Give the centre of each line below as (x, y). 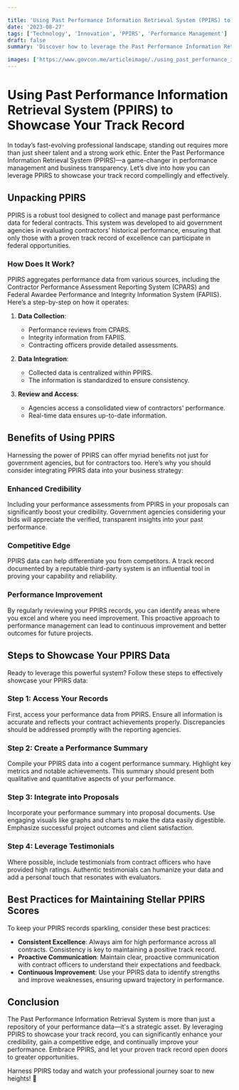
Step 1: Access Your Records (58, 699)
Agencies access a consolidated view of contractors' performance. (127, 408)
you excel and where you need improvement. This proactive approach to (114, 617)
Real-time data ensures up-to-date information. (97, 415)
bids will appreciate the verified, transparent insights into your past (105, 520)
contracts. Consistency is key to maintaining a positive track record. (117, 949)
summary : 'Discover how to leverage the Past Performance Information (114, 47)
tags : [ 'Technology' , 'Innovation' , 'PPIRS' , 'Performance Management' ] (117, 34)
